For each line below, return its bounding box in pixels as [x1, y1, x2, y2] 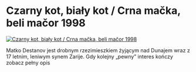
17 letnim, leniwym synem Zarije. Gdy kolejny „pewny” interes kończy [6, 53, 173, 60]
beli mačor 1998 [6, 16, 86, 30]
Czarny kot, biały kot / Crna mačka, [6, 4, 181, 17]
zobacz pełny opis [6, 59, 50, 66]
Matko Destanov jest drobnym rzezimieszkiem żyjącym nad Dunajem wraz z [6, 46, 191, 53]
